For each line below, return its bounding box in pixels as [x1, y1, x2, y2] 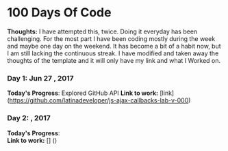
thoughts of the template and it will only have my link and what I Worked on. [7, 56, 221, 64]
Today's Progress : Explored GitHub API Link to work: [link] [7, 89, 175, 97]
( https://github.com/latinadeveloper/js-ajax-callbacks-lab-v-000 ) [7, 96, 191, 105]
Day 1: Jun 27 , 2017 [7, 73, 74, 83]
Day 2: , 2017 [7, 113, 51, 123]
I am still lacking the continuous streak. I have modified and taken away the [7, 49, 219, 57]
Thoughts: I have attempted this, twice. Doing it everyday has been [7, 27, 198, 36]
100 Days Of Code [7, 5, 112, 20]
